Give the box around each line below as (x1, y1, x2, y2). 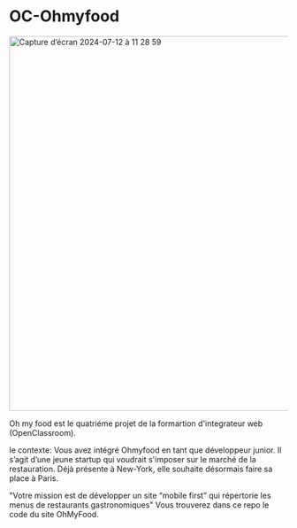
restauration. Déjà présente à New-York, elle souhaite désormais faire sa (9, 463, 273, 474)
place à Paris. (9, 472, 59, 484)
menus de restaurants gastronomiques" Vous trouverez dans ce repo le (9, 499, 270, 510)
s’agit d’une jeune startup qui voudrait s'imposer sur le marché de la (9, 454, 256, 464)
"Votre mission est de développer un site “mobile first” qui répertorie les (9, 490, 271, 501)
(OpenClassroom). (9, 427, 77, 438)
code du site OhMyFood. (9, 509, 99, 519)
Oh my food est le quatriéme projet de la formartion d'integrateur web (9, 418, 263, 429)
